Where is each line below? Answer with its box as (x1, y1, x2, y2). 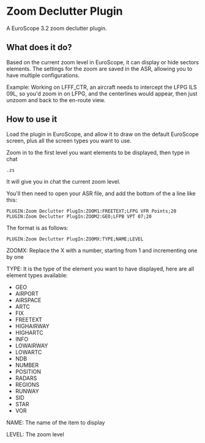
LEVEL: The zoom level (6, 430, 64, 438)
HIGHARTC (15, 329, 44, 336)
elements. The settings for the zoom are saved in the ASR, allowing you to (6, 65, 193, 72)
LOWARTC (15, 348, 42, 356)
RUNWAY (15, 387, 39, 395)
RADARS (15, 374, 37, 382)
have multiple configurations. (6, 72, 80, 79)
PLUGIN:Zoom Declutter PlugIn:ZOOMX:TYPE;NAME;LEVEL (6, 236, 144, 242)
